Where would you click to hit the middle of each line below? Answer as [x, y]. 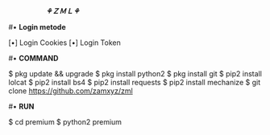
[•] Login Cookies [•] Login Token [64, 43]
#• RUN [21, 106]
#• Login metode [37, 27]
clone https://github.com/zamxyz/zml [71, 91]
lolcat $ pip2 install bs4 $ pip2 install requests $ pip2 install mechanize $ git [134, 82]
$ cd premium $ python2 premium [65, 122]
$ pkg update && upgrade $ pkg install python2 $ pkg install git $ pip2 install [135, 74]
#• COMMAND [33, 58]
